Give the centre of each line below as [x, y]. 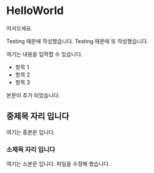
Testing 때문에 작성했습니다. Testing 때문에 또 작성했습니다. [78, 41]
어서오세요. [19, 28]
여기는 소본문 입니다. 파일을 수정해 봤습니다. [58, 164]
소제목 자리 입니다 [31, 149]
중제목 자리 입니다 [38, 116]
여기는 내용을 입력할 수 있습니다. [45, 54]
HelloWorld [35, 11]
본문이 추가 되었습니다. [33, 95]
